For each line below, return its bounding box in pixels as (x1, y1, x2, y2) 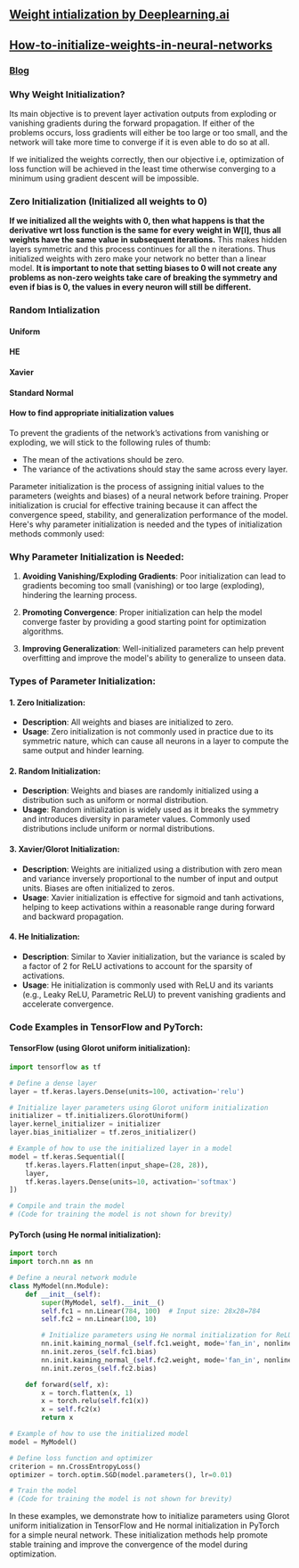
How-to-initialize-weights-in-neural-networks (9, 37, 273, 53)
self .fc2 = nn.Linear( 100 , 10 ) (41, 1315, 158, 1324)
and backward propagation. (21, 911, 125, 922)
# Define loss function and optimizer (9, 1453, 153, 1463)
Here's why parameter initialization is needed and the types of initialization (9, 519, 283, 530)
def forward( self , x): (25, 1380, 109, 1389)
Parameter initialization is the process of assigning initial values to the (9, 480, 264, 491)
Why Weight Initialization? (9, 88, 125, 101)
